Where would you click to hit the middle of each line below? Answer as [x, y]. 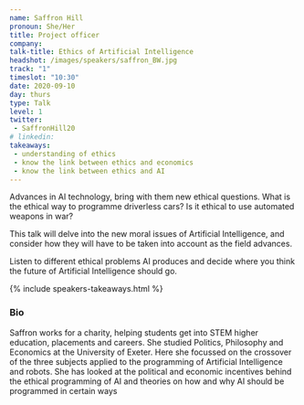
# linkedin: [32, 137]
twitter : [26, 120]
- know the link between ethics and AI [89, 171]
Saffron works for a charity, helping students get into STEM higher [134, 332]
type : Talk [30, 103]
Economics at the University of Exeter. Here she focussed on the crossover [151, 352]
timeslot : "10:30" [44, 78]
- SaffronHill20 [44, 129]
